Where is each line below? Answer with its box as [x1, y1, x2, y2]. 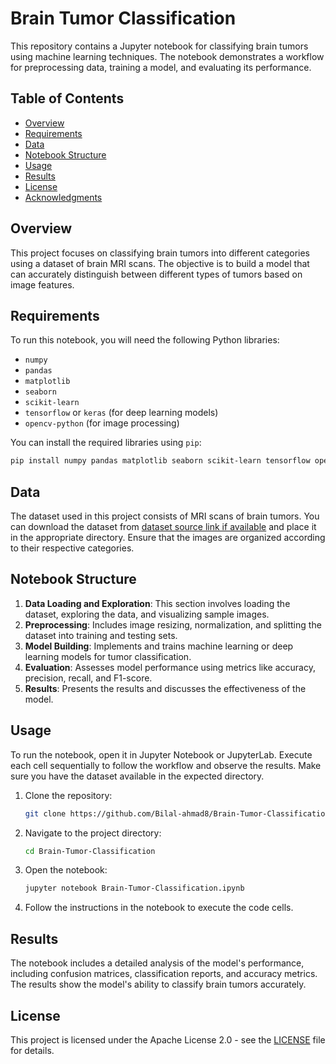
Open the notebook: [24, 864, 108, 876]
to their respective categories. [10, 542, 135, 554]
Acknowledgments [24, 191, 103, 203]
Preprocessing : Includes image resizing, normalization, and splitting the [24, 618, 322, 631]
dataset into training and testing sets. [24, 629, 178, 641]
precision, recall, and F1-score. [24, 672, 153, 684]
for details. [10, 1044, 55, 1056]
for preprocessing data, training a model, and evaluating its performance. [10, 61, 312, 73]
